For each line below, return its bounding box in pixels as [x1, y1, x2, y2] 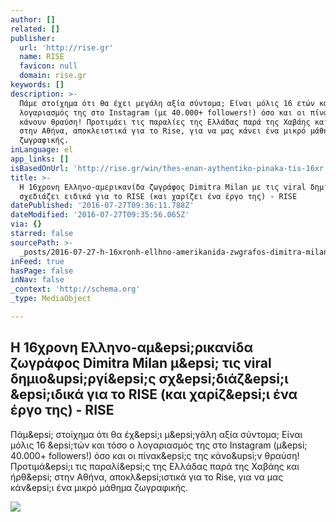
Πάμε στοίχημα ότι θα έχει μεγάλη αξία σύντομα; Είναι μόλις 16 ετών [19, 98, 315, 108]
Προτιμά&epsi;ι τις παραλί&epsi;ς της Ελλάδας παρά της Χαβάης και [10, 460, 300, 472]
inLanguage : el [10, 145, 74, 155]
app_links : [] [10, 154, 70, 164]
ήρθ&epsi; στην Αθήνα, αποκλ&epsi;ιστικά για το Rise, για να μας [10, 471, 284, 483]
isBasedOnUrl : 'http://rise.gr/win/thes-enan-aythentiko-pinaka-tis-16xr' [10, 163, 329, 173]
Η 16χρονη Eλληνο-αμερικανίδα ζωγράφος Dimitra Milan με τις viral [19, 182, 307, 192]
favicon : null [19, 61, 78, 71]
